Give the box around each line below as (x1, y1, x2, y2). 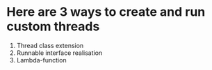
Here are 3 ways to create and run (6, 4, 206, 20)
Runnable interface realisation (16, 49, 103, 57)
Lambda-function (16, 56, 67, 64)
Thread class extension (16, 41, 84, 49)
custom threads (6, 19, 100, 34)
